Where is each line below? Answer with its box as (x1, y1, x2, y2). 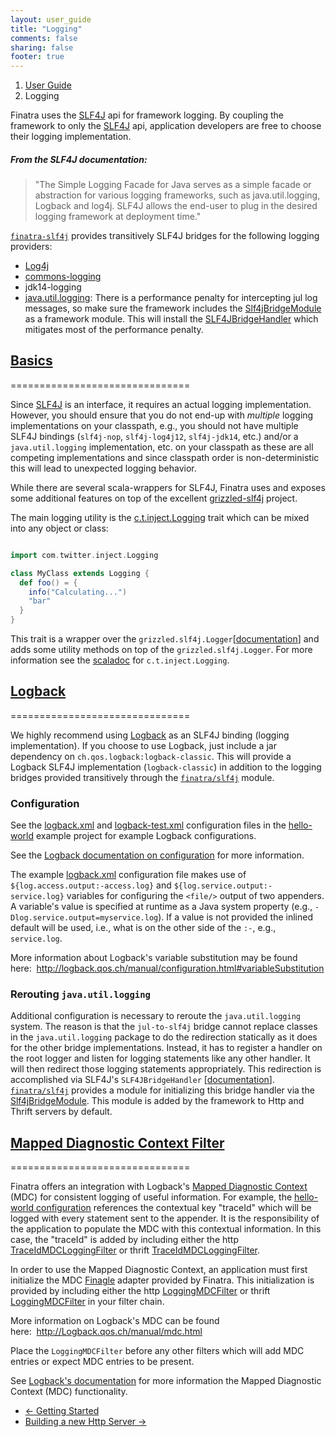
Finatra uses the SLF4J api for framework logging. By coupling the (10, 109, 285, 121)
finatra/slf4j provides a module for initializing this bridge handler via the (10, 1084, 315, 1096)
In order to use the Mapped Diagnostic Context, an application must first (10, 1264, 308, 1276)
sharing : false (10, 42, 74, 53)
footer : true (10, 52, 65, 62)
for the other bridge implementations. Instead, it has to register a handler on (10, 1042, 323, 1054)
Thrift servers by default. (10, 1106, 113, 1118)
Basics (10, 352, 53, 370)
